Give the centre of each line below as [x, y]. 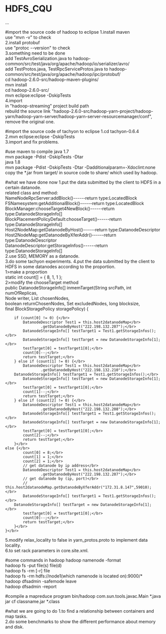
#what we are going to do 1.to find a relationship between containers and [80, 611]
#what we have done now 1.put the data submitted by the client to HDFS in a [83, 182]
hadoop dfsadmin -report [31, 586]
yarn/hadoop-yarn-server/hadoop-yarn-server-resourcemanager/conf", [79, 116]
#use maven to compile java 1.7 [37, 151]
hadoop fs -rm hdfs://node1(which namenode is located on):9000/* [74, 576]
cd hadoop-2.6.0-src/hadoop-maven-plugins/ [52, 79]
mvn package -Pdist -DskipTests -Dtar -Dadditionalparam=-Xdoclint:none [81, 167]
